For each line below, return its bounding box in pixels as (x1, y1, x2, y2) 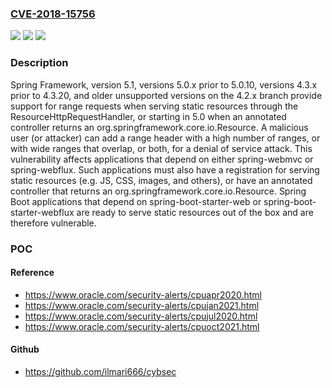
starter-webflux (10, 206, 75, 218)
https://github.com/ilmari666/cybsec (24, 365, 177, 377)
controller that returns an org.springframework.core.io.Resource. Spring (10, 185, 307, 197)
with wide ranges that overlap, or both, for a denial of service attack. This (10, 142, 313, 154)
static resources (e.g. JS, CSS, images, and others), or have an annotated (10, 174, 313, 186)
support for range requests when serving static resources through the (10, 100, 299, 112)
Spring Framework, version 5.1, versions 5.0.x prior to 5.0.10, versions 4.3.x (10, 78, 318, 91)
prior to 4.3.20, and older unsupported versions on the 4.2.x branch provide (10, 89, 323, 101)
